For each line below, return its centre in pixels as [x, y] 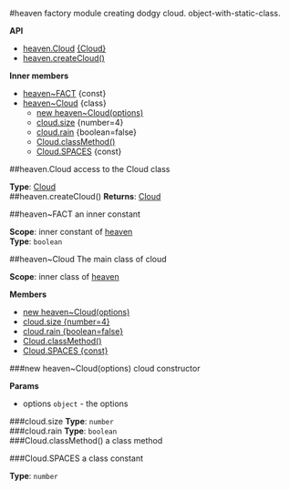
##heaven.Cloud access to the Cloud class [90, 169]
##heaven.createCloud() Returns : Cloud [85, 196]
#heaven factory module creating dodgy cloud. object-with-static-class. [145, 13]
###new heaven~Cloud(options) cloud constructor [105, 368]
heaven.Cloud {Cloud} [64, 48]
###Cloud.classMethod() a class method [86, 440]
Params [24, 386]
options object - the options [75, 403]
